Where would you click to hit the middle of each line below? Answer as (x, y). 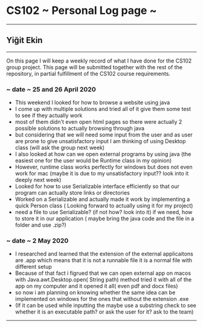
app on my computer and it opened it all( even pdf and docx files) (96, 286)
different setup (34, 267)
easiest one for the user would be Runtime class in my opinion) (93, 161)
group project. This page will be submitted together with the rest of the (95, 67)
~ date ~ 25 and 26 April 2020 (51, 89)
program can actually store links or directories (72, 193)
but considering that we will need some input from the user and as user (104, 135)
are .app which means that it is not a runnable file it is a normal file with (103, 260)
